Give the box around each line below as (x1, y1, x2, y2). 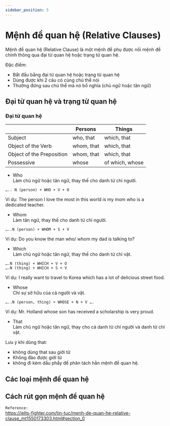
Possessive (8, 159, 35, 166)
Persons (75, 126, 97, 133)
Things (115, 126, 133, 133)
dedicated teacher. (5, 202, 45, 208)
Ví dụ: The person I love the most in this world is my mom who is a (5, 196, 144, 203)
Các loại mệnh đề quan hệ (5, 374, 89, 383)
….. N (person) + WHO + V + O (5, 187, 70, 193)
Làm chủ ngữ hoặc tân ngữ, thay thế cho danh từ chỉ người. (12, 178, 137, 184)
